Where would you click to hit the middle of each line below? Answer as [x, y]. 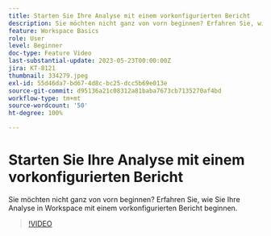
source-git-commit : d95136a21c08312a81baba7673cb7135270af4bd [115, 91]
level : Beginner [35, 46]
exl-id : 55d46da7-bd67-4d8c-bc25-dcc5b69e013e [88, 83]
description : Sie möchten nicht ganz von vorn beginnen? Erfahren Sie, [131, 23]
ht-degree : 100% [35, 114]
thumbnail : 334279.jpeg [48, 76]
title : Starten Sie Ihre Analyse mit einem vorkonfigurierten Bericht [129, 16]
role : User [27, 38]
